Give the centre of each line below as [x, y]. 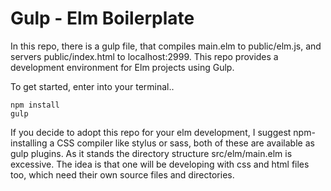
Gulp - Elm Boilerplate [102, 18]
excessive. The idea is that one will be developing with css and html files [160, 164]
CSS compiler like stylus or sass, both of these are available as [185, 143]
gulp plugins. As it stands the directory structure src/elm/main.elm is [151, 153]
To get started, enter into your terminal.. [92, 86]
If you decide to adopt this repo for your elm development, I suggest [151, 132]
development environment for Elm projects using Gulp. [122, 67]
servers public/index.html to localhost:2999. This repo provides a [144, 56]
